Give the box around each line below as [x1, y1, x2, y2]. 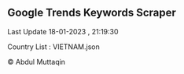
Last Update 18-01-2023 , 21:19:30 [7, 26, 119, 36]
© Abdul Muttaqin [7, 57, 66, 66]
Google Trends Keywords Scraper [7, 6, 176, 19]
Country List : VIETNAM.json [7, 42, 100, 51]
